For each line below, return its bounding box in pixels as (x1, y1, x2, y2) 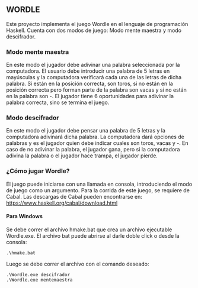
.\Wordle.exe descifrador (6, 271, 70, 277)
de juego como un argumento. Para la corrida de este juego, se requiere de (6, 186, 190, 194)
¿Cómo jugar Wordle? (6, 167, 70, 175)
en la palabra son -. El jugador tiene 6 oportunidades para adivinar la (6, 93, 174, 100)
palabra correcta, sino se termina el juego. (6, 99, 110, 106)
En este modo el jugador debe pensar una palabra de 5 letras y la (6, 127, 166, 134)
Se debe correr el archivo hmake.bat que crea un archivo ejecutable (6, 226, 173, 233)
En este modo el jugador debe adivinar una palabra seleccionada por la (6, 62, 180, 69)
